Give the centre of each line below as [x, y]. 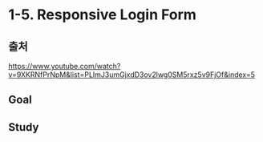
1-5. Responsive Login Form [102, 15]
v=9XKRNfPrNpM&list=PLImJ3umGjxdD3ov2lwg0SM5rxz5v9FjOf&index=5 [131, 75]
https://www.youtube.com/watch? [65, 66]
